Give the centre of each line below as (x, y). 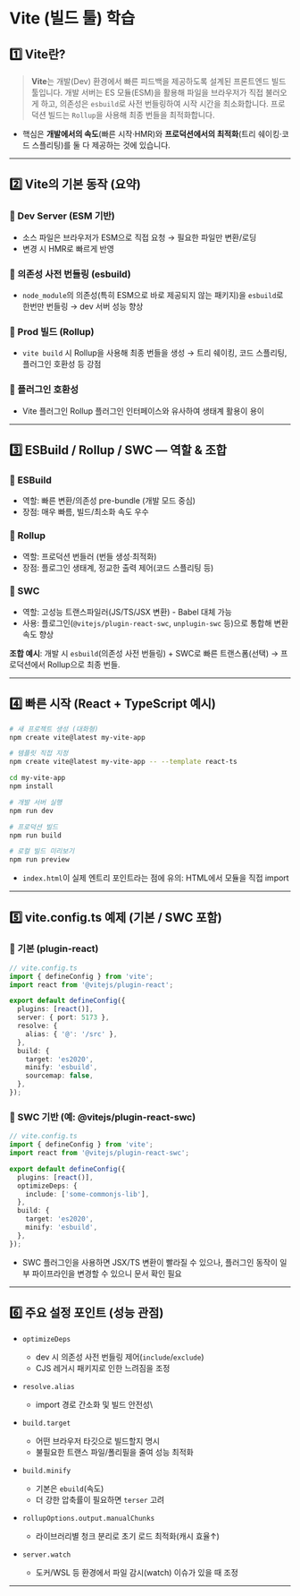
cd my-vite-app (37, 778)
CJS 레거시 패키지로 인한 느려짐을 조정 (103, 1369)
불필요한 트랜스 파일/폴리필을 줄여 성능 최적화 (114, 1453)
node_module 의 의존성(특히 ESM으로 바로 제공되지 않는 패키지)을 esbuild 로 (153, 295)
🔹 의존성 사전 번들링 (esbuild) (70, 274)
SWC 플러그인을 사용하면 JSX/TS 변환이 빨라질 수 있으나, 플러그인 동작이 (150, 1262)
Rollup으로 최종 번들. (84, 665)
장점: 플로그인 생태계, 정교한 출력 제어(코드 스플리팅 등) (118, 567)
